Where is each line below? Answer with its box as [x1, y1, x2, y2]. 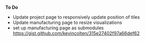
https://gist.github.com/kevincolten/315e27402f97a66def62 [12, 30, 140, 36]
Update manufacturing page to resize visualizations [12, 20, 122, 25]
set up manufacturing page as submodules [12, 25, 104, 31]
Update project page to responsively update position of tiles [12, 14, 140, 20]
